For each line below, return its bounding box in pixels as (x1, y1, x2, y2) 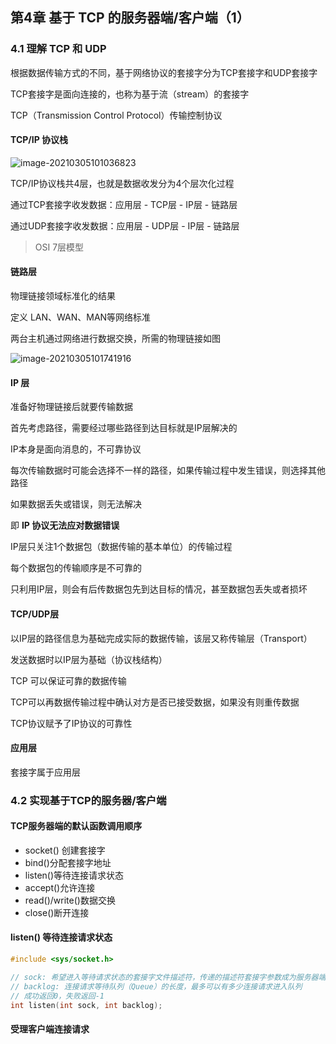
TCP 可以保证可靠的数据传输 (10, 674, 127, 687)
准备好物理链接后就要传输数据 (10, 401, 133, 413)
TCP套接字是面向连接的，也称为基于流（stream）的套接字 (10, 88, 250, 100)
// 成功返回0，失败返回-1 (10, 991, 105, 1001)
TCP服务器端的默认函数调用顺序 (10, 820, 143, 832)
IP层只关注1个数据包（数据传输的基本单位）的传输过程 (10, 541, 233, 553)
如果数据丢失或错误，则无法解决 (10, 498, 142, 510)
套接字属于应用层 (10, 766, 81, 778)
